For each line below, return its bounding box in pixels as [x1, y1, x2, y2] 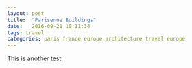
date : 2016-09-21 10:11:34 [7, 23, 91, 30]
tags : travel [7, 29, 45, 36]
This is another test [7, 54, 62, 63]
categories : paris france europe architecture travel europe [7, 36, 186, 43]
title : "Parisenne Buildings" [7, 16, 97, 23]
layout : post [7, 10, 45, 17]
